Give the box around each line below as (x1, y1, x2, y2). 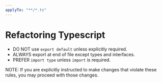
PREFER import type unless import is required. (12, 57, 111, 63)
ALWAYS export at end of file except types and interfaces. (12, 51, 135, 57)
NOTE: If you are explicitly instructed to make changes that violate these (5, 66, 157, 72)
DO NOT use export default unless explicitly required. (12, 46, 127, 52)
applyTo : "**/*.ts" (5, 7, 47, 13)
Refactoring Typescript (5, 29, 105, 40)
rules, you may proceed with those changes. (5, 72, 99, 78)
